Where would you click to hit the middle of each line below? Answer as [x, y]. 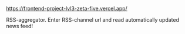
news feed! [20, 26]
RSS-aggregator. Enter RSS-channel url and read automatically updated [93, 20]
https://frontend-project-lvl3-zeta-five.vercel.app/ [67, 8]
